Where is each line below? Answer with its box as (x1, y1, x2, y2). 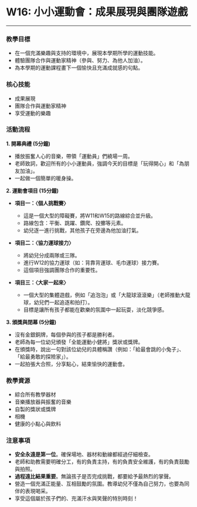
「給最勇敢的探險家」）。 (14, 353, 72, 360)
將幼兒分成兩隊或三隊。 (23, 251, 80, 258)
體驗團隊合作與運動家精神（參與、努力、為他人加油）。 (14, 57, 146, 64)
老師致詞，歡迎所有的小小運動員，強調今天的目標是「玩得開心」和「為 (14, 160, 185, 167)
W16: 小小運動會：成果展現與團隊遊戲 (6, 5, 188, 19)
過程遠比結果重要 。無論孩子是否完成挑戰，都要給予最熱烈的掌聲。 (14, 473, 174, 480)
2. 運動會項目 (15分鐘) (6, 187, 59, 194)
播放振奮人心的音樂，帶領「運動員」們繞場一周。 (14, 152, 133, 159)
